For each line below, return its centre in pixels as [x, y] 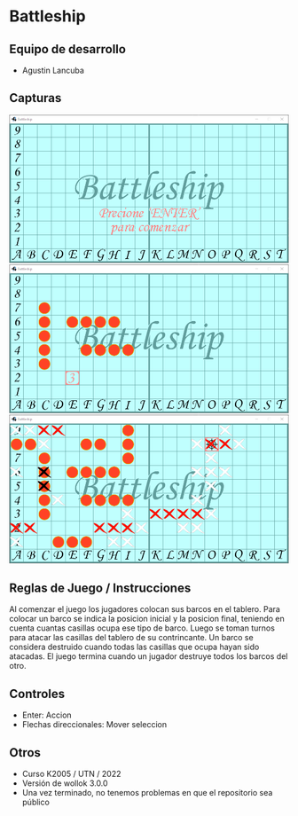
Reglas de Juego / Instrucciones [100, 588]
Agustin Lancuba [53, 70]
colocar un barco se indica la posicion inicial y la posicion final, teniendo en [147, 619]
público [36, 802]
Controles [37, 694]
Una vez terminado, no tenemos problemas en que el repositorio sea [147, 792]
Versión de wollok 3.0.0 [65, 783]
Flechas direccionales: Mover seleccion [94, 725]
